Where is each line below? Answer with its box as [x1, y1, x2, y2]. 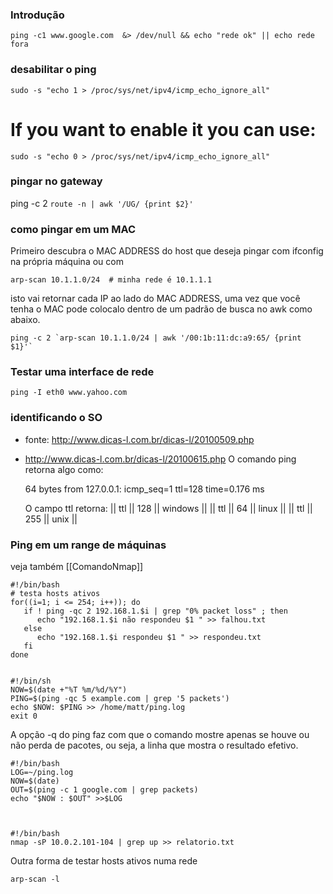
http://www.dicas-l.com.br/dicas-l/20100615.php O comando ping [24, 453, 297, 465]
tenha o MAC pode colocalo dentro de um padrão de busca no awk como [10, 303, 313, 315]
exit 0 [10, 711, 38, 722]
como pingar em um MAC [10, 222, 137, 236]
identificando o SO [10, 411, 103, 425]
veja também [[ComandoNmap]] [10, 561, 144, 573]
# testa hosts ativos [10, 589, 101, 599]
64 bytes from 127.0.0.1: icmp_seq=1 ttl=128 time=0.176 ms [24, 483, 265, 495]
